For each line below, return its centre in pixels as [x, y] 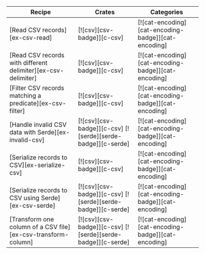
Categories [167, 12]
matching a [25, 96]
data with [23, 132]
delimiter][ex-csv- [37, 71]
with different [28, 63]
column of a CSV [34, 227]
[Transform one [32, 219]
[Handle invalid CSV [38, 125]
